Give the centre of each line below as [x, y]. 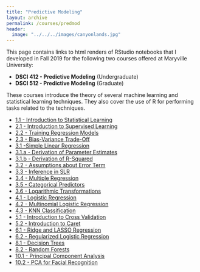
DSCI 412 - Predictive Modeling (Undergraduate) [77, 77]
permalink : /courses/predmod [43, 23]
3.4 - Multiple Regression [47, 178]
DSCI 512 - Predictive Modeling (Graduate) [69, 84]
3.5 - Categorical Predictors [50, 185]
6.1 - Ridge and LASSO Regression [58, 230]
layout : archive [27, 18]
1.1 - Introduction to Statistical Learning [64, 120]
